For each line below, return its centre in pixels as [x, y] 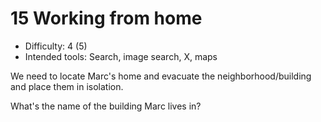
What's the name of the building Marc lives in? [106, 106]
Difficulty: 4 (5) [56, 46]
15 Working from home [106, 18]
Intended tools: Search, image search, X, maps [121, 56]
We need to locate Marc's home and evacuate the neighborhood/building [161, 76]
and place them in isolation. [67, 86]
